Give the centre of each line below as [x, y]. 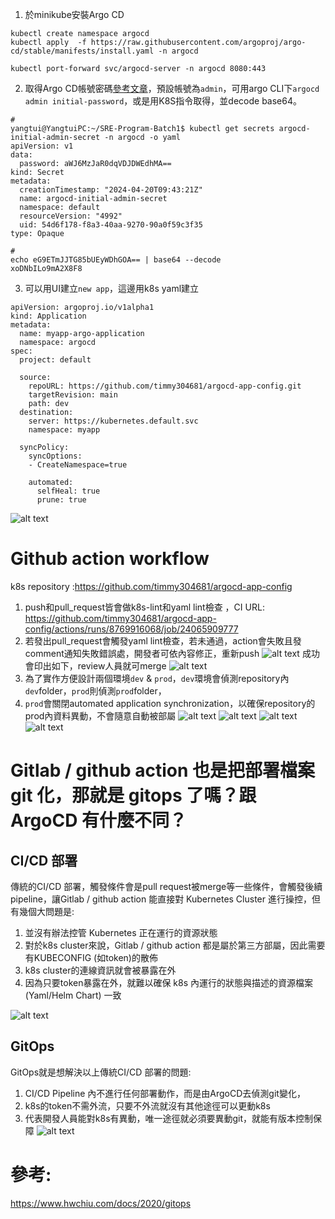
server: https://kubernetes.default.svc [113, 421]
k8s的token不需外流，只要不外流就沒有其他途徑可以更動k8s [147, 1105]
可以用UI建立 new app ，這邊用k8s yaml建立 [112, 288]
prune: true [61, 500]
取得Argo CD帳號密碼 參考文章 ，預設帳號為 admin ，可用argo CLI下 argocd [172, 88]
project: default [55, 360]
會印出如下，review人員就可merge [95, 665]
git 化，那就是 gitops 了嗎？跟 [133, 795]
